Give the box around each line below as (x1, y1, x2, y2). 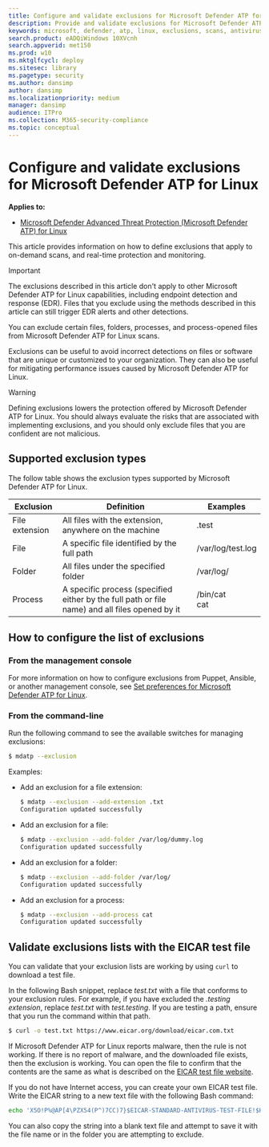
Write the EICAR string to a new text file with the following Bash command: (8, 1091, 254, 1100)
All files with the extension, (62, 515, 163, 526)
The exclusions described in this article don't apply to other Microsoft (8, 281, 238, 291)
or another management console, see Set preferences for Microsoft (8, 681, 231, 691)
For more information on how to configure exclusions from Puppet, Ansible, (8, 673, 256, 683)
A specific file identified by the (62, 537, 177, 548)
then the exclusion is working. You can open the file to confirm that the (8, 1059, 242, 1068)
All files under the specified (62, 560, 166, 571)
